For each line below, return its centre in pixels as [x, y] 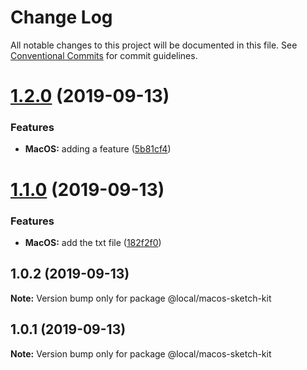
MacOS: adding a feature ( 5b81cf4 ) [98, 149]
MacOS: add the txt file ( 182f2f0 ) [93, 242]
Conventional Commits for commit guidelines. [104, 55]
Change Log [61, 17]
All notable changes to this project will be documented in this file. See [154, 45]
